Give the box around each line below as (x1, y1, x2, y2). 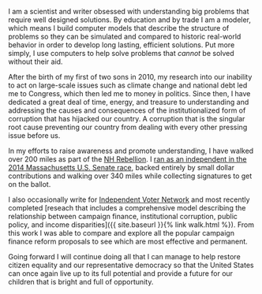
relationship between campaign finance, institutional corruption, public (8, 212, 238, 221)
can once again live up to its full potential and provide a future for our (8, 269, 234, 278)
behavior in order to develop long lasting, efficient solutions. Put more (8, 40, 235, 50)
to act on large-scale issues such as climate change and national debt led (8, 80, 248, 90)
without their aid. (8, 57, 63, 66)
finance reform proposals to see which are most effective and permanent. (8, 236, 249, 246)
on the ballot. (8, 180, 51, 188)
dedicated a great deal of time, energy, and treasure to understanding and (8, 98, 249, 106)
